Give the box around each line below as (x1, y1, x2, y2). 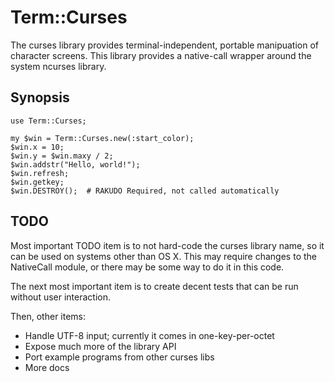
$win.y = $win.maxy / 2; (10, 151, 114, 161)
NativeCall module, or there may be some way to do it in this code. (10, 261, 285, 273)
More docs (24, 361, 70, 373)
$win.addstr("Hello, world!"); (10, 159, 141, 170)
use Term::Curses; (10, 116, 87, 126)
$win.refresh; (10, 168, 70, 178)
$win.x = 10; (10, 142, 65, 152)
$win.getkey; (10, 177, 65, 187)
